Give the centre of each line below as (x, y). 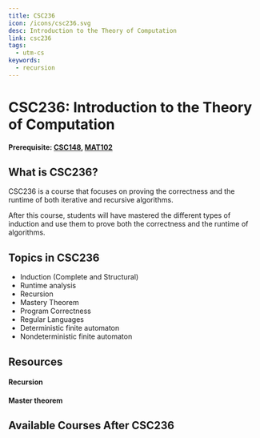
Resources (36, 362)
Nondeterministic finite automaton (76, 336)
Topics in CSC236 (54, 257)
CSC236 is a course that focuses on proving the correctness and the (122, 191)
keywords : (25, 61)
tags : (17, 46)
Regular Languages (52, 319)
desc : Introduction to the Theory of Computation (93, 30)
